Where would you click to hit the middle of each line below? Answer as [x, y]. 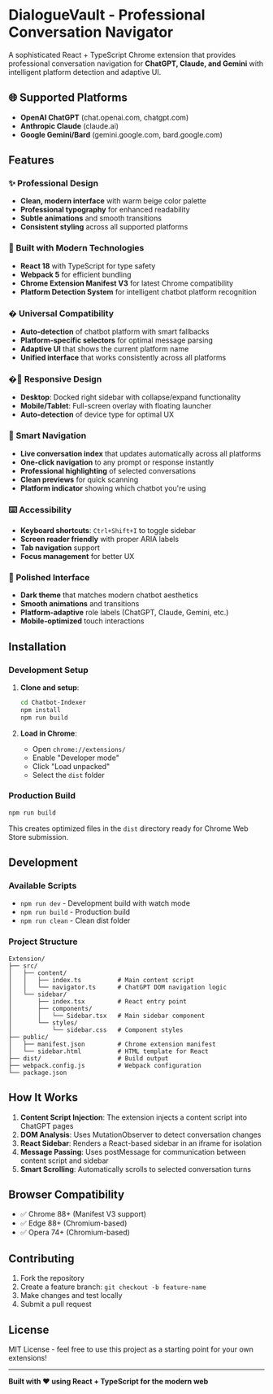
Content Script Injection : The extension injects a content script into [134, 1117]
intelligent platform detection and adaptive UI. [85, 72]
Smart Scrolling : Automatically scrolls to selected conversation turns [136, 1169]
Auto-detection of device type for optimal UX [97, 415]
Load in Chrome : [48, 733]
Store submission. [39, 837]
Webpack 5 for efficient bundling [76, 274]
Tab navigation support [60, 548]
